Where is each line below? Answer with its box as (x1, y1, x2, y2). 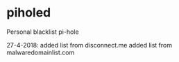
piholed (6, 5, 51, 21)
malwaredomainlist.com (6, 48, 75, 56)
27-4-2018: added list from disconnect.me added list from (6, 41, 173, 49)
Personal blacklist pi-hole (6, 28, 79, 36)
